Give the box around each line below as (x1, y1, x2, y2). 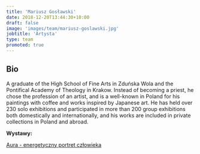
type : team (6, 36, 34, 42)
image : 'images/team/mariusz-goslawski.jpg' (6, 25, 119, 32)
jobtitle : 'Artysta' (6, 31, 58, 37)
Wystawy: (6, 130, 33, 137)
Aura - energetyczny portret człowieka (6, 141, 102, 148)
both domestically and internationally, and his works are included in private (6, 112, 191, 119)
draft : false (6, 20, 39, 26)
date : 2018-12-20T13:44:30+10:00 (6, 14, 90, 20)
